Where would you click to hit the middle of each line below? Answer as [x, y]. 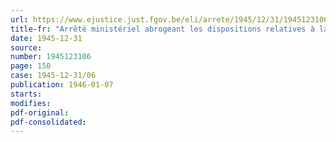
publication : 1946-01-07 [62, 85]
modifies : [31, 103]
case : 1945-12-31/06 [53, 76]
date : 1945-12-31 [46, 38]
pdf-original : [40, 112]
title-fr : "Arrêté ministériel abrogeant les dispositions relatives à [162, 29]
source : [26, 47]
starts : [26, 94]
